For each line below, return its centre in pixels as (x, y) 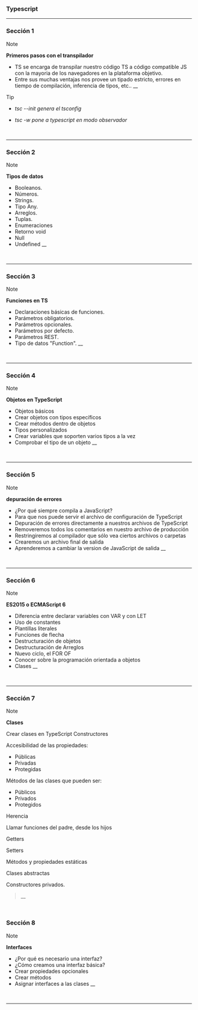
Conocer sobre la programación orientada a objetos (77, 660)
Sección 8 (21, 923)
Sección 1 (20, 31)
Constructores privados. (36, 885)
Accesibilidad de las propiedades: (47, 745)
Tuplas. (24, 219)
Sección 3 (21, 276)
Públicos (25, 792)
